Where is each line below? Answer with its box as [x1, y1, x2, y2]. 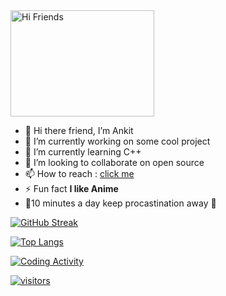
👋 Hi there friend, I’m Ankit [24, 125, 134, 136]
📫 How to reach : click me [24, 168, 135, 179]
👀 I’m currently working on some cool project [24, 135, 211, 147]
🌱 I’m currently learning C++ [24, 146, 142, 158]
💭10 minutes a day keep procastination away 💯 [24, 197, 217, 209]
